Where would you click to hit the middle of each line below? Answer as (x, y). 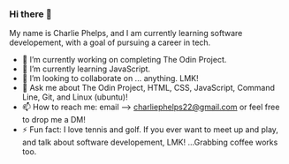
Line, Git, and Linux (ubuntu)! (75, 97)
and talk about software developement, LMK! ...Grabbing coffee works (150, 142)
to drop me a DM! (54, 120)
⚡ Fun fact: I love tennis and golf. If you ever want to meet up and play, (150, 130)
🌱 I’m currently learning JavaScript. (86, 69)
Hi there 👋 (31, 14)
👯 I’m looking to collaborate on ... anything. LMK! (110, 78)
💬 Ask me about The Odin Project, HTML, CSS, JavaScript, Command (148, 88)
